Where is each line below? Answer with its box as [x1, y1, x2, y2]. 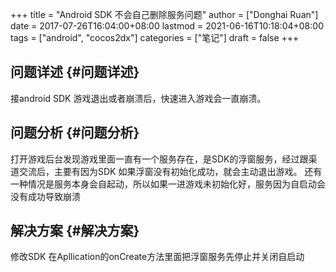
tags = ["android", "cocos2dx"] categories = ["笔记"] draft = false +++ [10, 32, 300, 43]
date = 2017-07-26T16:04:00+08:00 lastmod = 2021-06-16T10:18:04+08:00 [10, 20, 324, 32]
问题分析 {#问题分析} [10, 124, 140, 142]
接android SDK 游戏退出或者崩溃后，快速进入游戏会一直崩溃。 [10, 92, 267, 104]
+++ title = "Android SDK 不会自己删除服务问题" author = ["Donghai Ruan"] [10, 9, 319, 20]
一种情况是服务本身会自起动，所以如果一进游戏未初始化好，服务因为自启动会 [10, 178, 326, 190]
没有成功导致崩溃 [10, 190, 81, 202]
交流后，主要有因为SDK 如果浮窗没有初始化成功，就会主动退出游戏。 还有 [18, 165, 323, 177]
